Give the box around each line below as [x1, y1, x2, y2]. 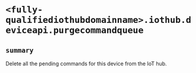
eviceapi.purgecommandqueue [5, 25, 144, 36]
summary [5, 46, 34, 54]
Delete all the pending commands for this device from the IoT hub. [5, 60, 167, 67]
